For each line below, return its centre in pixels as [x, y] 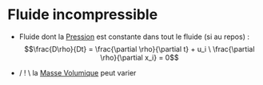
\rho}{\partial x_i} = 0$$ [139, 57]
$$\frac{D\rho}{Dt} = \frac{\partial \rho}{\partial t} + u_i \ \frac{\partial [139, 48]
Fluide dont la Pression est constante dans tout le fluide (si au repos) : [134, 37]
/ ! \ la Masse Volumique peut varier [78, 72]
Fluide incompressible [83, 15]
